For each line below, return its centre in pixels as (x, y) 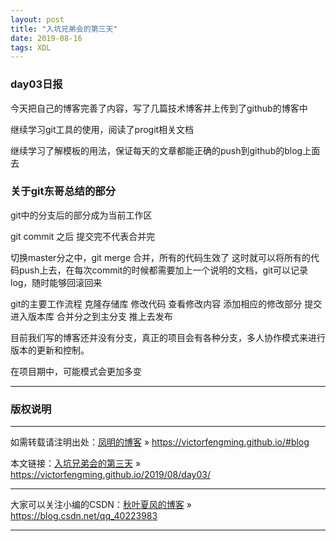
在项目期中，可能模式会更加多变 (76, 371)
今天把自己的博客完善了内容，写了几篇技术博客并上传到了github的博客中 (159, 108)
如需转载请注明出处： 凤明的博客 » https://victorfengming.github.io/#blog (160, 442)
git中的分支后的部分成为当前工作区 (81, 215)
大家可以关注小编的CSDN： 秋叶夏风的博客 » (101, 505)
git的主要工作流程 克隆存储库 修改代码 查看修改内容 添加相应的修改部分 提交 (166, 303)
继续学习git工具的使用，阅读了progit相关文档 (102, 129)
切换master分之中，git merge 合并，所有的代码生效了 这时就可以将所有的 (160, 257)
